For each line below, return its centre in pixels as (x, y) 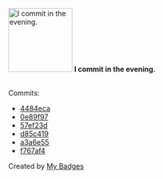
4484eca (35, 108)
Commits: (24, 93)
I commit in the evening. (115, 69)
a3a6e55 (34, 142)
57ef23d (34, 125)
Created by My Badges (46, 166)
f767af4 (32, 151)
